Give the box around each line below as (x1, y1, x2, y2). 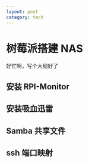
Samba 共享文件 (6, 126, 66, 136)
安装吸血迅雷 (6, 104, 53, 114)
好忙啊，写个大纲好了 (6, 62, 58, 70)
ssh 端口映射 (6, 148, 53, 158)
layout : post (6, 8, 39, 15)
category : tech (6, 14, 44, 20)
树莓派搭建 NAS (6, 42, 83, 55)
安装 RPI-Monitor (6, 81, 70, 92)
